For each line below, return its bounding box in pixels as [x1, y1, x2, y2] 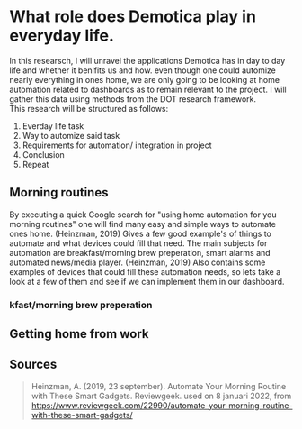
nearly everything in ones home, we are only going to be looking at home [9, 74, 280, 85]
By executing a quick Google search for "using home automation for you [9, 209, 277, 220]
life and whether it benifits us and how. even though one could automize [9, 65, 276, 76]
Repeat [22, 159, 49, 169]
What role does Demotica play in [9, 6, 256, 27]
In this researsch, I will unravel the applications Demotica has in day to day [9, 55, 286, 66]
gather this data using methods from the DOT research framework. [9, 93, 256, 105]
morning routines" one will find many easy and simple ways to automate [9, 218, 277, 229]
